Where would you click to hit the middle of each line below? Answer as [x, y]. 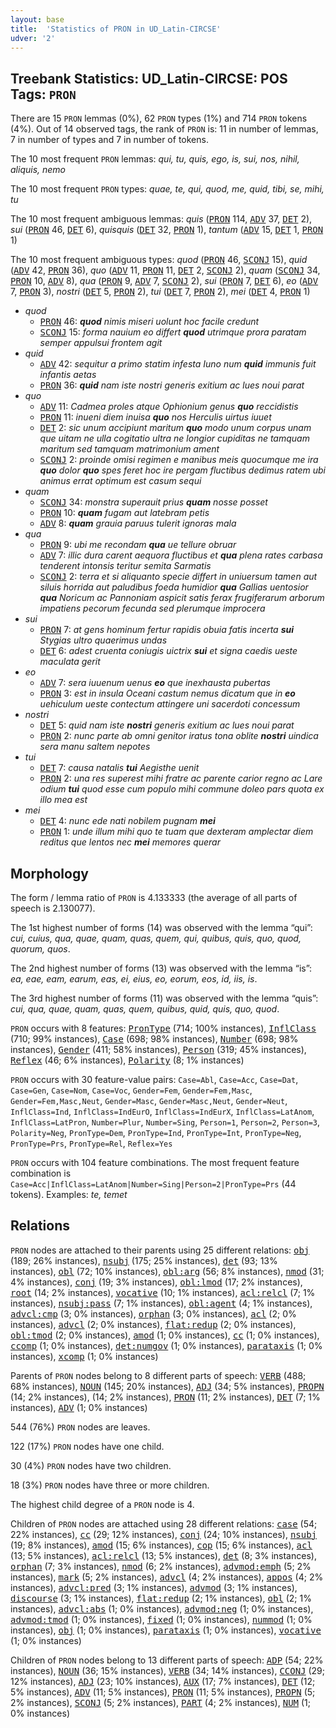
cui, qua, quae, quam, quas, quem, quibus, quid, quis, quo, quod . [145, 1009]
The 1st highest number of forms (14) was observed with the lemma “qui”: [161, 927]
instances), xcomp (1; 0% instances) [84, 1356]
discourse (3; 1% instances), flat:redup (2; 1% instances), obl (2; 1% [161, 1598]
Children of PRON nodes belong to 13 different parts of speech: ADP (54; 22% [167, 1660]
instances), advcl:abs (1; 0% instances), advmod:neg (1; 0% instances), [162, 1608]
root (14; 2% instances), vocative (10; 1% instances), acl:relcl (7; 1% [163, 1292]
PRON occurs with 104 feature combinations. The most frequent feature [155, 1162]
